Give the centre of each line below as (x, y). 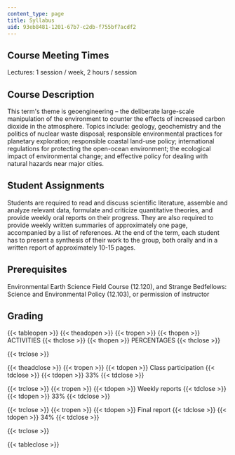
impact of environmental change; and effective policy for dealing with (108, 156)
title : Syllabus (31, 20)
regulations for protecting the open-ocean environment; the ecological (109, 149)
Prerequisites (37, 270)
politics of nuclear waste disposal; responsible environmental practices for (115, 134)
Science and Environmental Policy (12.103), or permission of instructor (108, 294)
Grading (25, 316)
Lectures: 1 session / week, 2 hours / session (72, 72)
